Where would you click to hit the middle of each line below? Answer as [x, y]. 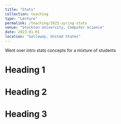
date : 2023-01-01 [22, 32]
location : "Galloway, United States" [43, 37]
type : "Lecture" [21, 18]
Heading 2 [26, 92]
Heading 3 [26, 114]
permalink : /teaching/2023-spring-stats [46, 23]
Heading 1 [25, 70]
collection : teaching [27, 14]
